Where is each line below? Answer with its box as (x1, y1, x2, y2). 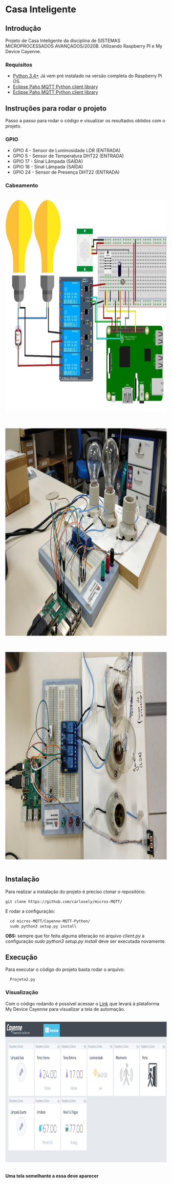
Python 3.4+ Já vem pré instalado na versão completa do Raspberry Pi (12, 73, 162, 79)
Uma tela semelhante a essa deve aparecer (5, 1173, 99, 1179)
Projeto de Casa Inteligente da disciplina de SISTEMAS (5, 37, 121, 44)
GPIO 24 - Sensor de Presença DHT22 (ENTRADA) (12, 169, 120, 175)
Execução (5, 953, 38, 961)
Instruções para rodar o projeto (5, 104, 107, 113)
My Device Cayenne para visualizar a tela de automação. (5, 1006, 125, 1012)
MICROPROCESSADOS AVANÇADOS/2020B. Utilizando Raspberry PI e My (5, 43, 163, 49)
